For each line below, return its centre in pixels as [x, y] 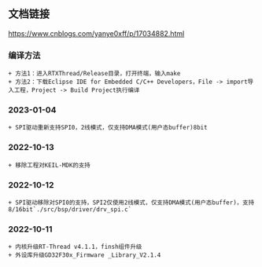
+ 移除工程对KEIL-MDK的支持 [49, 165]
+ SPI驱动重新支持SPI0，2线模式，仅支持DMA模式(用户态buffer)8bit [108, 128]
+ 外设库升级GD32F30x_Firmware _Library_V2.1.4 [85, 255]
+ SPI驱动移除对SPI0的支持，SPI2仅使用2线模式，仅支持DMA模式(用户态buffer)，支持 [131, 203]
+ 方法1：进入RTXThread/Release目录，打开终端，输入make [94, 74]
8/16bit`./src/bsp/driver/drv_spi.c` [70, 210]
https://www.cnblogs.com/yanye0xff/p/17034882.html [96, 33]
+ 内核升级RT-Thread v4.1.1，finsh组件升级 [75, 247]
